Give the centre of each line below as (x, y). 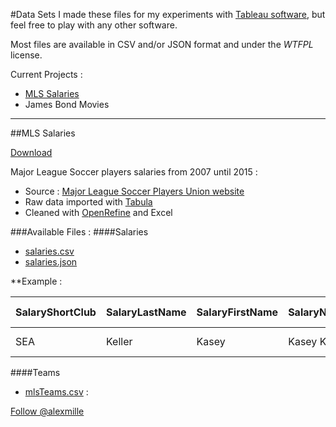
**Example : (36, 281)
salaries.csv (49, 251)
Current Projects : (46, 74)
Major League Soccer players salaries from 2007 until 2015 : (134, 172)
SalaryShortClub (56, 312)
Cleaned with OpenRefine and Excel (98, 212)
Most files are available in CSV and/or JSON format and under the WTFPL (162, 44)
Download (31, 152)
